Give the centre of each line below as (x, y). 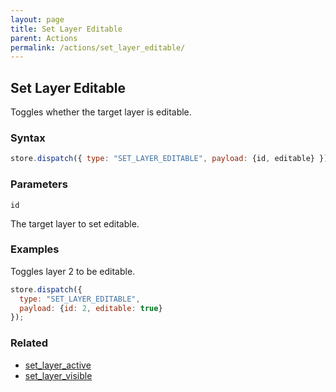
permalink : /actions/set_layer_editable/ (98, 47)
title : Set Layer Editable (66, 29)
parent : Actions (44, 38)
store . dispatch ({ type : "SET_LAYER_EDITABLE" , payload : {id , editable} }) (169, 159)
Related (29, 343)
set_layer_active (58, 365)
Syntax (28, 138)
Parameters (39, 184)
